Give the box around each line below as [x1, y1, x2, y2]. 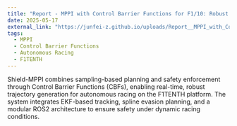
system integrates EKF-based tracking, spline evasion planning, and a [7, 97, 210, 106]
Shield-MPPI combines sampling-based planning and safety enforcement [7, 75, 221, 83]
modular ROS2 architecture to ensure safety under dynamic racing [7, 104, 201, 113]
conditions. [7, 112, 40, 120]
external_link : [7, 23, 52, 30]
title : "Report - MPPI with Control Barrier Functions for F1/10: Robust [7, 10, 229, 17]
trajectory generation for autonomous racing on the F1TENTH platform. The [7, 90, 226, 98]
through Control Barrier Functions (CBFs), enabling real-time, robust [7, 82, 205, 91]
